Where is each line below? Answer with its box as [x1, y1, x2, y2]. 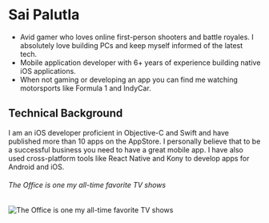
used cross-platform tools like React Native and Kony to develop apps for [8, 153, 250, 163]
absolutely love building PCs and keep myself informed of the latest [19, 40, 243, 50]
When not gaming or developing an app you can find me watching [19, 75, 239, 84]
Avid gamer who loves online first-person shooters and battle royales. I [19, 32, 254, 42]
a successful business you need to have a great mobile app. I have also [8, 144, 244, 154]
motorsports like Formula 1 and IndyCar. [19, 83, 152, 93]
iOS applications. [19, 66, 76, 75]
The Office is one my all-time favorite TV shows [8, 180, 167, 190]
